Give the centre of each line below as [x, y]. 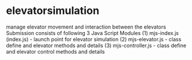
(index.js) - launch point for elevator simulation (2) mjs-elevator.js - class [94, 39]
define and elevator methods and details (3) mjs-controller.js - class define [96, 45]
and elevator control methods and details [56, 51]
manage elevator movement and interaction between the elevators [86, 27]
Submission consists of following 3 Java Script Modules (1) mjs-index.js [92, 33]
